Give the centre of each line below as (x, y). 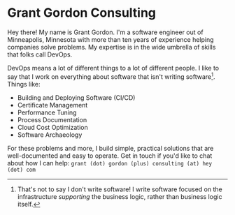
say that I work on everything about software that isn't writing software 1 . (111, 76)
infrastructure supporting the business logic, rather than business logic (120, 196)
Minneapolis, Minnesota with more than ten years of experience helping (111, 39)
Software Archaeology (50, 135)
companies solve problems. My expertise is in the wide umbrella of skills (112, 47)
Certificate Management (52, 105)
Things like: (24, 84)
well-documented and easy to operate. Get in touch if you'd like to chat (110, 156)
